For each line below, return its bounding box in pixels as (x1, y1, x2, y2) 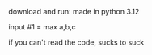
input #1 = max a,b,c (8, 22, 76, 31)
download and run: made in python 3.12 (8, 7, 140, 16)
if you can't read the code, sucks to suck (8, 37, 145, 47)
